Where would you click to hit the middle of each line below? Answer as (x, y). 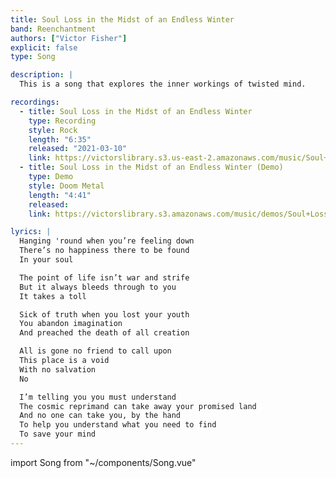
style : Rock (53, 130)
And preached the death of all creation (104, 333)
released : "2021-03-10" (78, 149)
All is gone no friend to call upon (95, 351)
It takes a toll (53, 296)
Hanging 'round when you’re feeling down (107, 241)
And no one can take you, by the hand (100, 416)
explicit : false (44, 47)
